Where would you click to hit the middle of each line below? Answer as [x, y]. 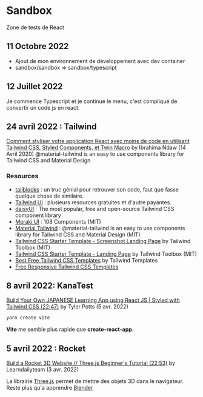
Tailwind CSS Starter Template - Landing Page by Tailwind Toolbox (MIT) [106, 254]
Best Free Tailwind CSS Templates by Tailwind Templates [86, 260]
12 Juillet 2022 [35, 86]
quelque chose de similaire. [49, 196]
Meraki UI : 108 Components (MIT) [58, 221]
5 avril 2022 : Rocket [46, 348]
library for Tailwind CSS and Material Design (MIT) [78, 235]
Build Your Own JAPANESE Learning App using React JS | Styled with [93, 300]
